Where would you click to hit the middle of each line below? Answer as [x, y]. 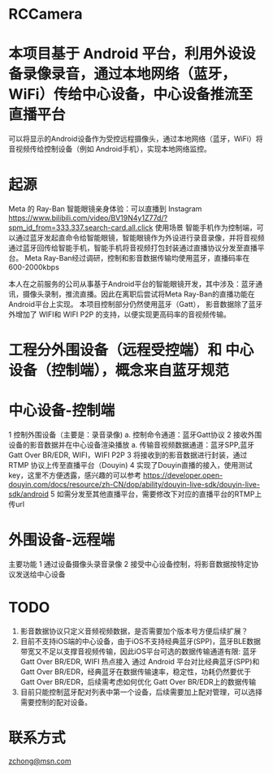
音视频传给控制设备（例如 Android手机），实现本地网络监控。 [110, 149]
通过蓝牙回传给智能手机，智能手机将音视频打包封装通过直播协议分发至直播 [133, 248]
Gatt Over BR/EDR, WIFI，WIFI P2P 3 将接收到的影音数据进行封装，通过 [128, 455]
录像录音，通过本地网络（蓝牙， [130, 74]
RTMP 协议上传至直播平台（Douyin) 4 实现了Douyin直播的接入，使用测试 [131, 465]
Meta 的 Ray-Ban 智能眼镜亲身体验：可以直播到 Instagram [105, 209]
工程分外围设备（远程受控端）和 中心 [131, 350]
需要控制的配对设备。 [56, 703]
